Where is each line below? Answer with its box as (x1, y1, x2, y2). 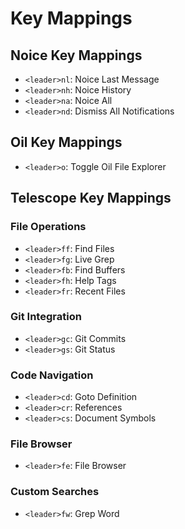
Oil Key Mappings (10, 134, 123, 151)
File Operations (10, 220, 87, 234)
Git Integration (10, 310, 82, 324)
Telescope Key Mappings (10, 190, 172, 207)
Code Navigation (10, 368, 94, 382)
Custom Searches (10, 485, 100, 499)
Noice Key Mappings (10, 47, 143, 64)
